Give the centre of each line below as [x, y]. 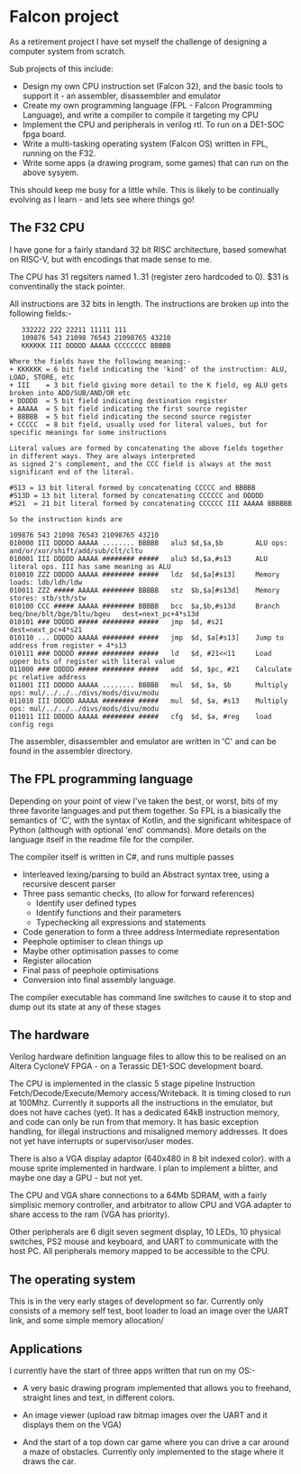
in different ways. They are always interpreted [102, 456]
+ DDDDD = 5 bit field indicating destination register [119, 401]
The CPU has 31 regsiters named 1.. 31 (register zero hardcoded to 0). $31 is [149, 276]
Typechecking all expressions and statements [121, 922]
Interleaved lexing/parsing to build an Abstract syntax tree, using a [146, 874]
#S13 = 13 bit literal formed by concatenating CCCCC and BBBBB [132, 488]
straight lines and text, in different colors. [99, 1397]
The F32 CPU [47, 228]
